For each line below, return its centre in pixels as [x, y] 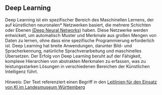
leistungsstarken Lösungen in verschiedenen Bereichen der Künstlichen [78, 66]
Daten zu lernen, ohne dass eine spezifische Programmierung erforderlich [80, 40]
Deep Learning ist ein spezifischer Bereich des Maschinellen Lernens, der [80, 19]
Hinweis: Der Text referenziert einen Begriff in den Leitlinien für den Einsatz [81, 82]
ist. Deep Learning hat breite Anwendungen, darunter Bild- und [69, 45]
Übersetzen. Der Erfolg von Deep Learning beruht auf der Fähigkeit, [73, 56]
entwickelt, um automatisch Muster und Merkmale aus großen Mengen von [81, 35]
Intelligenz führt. [22, 71]
